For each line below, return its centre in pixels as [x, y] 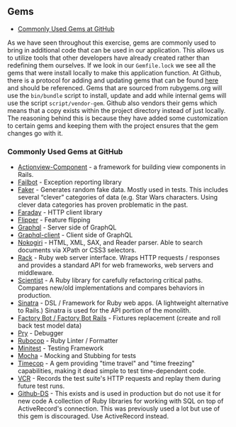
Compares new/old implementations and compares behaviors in [111, 288]
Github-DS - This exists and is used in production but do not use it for [119, 394]
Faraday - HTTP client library [60, 212]
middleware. [36, 273]
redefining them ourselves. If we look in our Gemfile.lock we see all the [112, 65]
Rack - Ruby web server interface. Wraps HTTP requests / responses [119, 258]
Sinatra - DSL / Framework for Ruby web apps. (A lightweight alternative [123, 303]
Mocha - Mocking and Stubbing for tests [77, 356]
